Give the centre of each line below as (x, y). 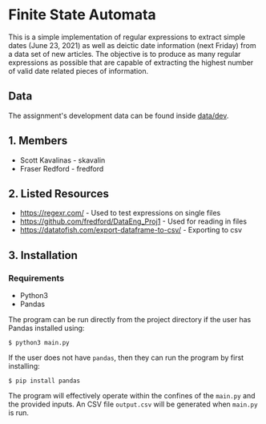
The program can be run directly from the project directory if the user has (130, 320)
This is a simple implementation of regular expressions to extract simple (127, 37)
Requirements (36, 278)
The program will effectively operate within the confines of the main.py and (132, 396)
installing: (24, 366)
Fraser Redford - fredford (62, 168)
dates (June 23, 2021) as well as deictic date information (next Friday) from (132, 45)
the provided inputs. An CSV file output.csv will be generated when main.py (133, 404)
